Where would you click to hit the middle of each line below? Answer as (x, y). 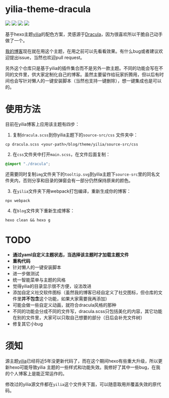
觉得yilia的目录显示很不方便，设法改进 (52, 286)
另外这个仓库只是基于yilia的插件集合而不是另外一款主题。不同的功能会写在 (82, 68)
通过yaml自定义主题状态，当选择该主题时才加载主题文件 (71, 255)
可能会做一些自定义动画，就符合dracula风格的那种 (64, 305)
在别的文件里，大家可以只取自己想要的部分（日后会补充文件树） (78, 317)
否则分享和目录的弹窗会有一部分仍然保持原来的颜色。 (78, 180)
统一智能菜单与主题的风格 (39, 280)
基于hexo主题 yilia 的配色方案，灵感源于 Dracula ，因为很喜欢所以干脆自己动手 (84, 34)
